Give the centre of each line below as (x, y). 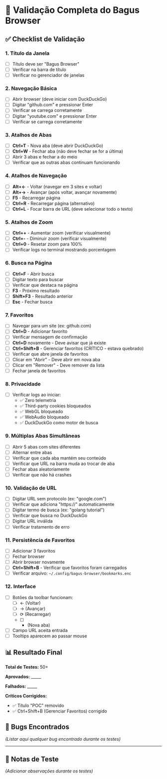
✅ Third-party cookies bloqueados (55, 406)
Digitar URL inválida (33, 521)
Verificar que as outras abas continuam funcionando (66, 162)
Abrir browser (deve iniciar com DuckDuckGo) (60, 99)
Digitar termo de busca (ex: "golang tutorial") (58, 510)
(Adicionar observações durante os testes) (49, 771)
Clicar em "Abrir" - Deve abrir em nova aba (56, 359)
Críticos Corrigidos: (26, 696)
